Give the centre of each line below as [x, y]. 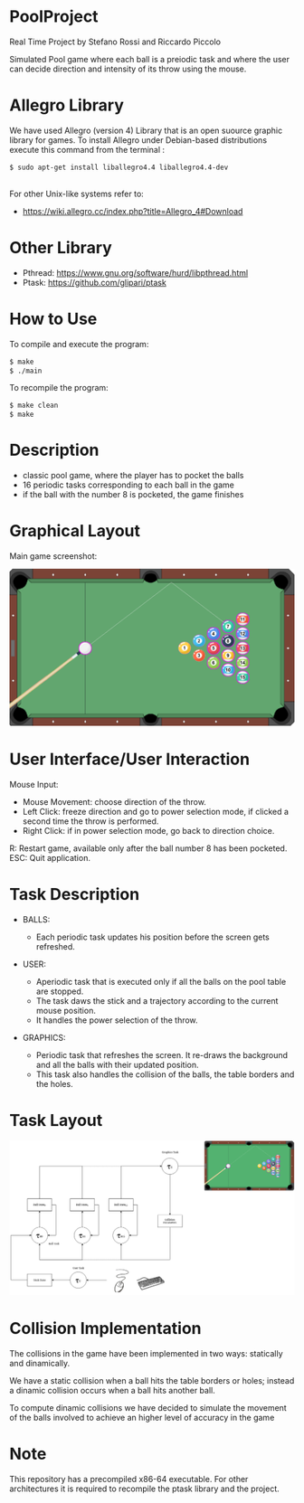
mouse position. [66, 1011]
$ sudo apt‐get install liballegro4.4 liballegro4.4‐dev [119, 167]
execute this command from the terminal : [87, 149]
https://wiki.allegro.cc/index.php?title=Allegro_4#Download [133, 211]
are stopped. [60, 991]
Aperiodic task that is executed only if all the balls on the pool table [161, 982]
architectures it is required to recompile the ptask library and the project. [145, 1489]
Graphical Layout [75, 530]
